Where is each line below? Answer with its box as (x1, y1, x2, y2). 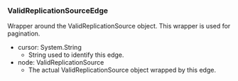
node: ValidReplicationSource (17, 58, 104, 67)
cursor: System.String (17, 43, 82, 52)
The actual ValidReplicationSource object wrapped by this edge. (28, 66, 217, 75)
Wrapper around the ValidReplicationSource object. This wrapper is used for (7, 22, 231, 31)
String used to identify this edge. (28, 50, 124, 59)
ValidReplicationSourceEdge (7, 6, 109, 16)
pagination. (7, 29, 40, 38)
